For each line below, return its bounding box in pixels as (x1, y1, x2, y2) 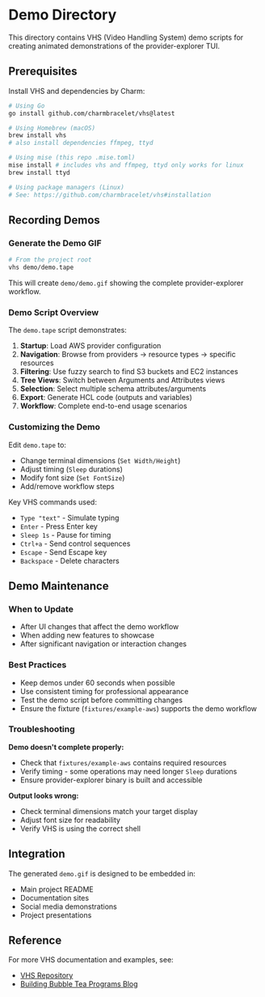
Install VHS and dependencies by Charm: (8, 86, 145, 96)
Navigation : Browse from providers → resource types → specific (19, 350, 236, 360)
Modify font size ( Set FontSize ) (19, 472, 125, 483)
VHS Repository (19, 970, 74, 981)
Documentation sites (19, 893, 90, 902)
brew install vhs (8, 131, 67, 139)
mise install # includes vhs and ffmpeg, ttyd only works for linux (8, 161, 244, 169)
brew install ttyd (8, 168, 70, 177)
